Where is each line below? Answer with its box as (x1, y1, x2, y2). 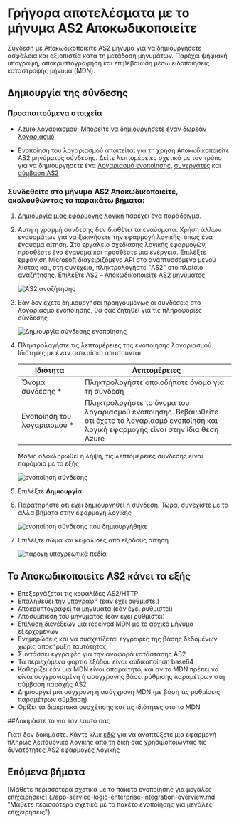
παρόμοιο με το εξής (17, 459, 80, 468)
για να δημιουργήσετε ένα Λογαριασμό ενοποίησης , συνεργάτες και (17, 161, 222, 169)
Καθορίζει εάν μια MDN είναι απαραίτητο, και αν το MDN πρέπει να (17, 664, 219, 673)
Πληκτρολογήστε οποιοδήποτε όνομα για (84, 377, 225, 387)
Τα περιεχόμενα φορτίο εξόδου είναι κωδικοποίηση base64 (17, 657, 194, 666)
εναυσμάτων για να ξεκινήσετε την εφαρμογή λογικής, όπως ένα (17, 233, 213, 241)
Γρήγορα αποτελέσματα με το (7, 5, 190, 21)
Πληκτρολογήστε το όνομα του (84, 397, 190, 407)
